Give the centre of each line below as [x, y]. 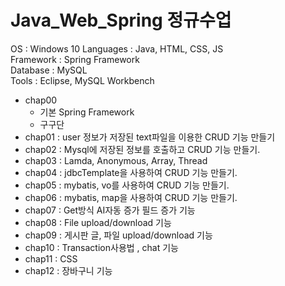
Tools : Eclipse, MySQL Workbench [82, 80]
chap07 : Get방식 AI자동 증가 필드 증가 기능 [110, 210]
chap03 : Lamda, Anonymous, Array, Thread [116, 160]
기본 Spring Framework [87, 112]
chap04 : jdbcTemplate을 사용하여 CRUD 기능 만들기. [131, 172]
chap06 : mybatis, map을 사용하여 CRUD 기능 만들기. [131, 197]
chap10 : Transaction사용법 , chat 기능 [101, 247]
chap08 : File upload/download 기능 [98, 222]
